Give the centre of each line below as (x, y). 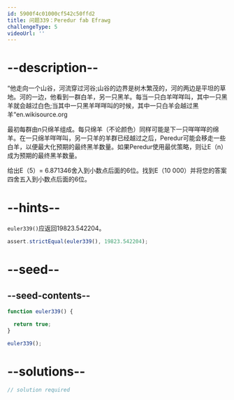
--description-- (53, 68)
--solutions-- (46, 371)
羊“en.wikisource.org (37, 115)
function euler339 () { (40, 312)
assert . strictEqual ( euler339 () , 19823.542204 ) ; (78, 242)
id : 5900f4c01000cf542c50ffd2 (51, 14)
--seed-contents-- (49, 295)
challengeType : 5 (32, 27)
